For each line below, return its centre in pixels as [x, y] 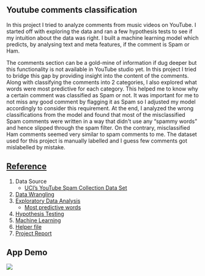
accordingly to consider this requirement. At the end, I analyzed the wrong [100, 108]
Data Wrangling [35, 194]
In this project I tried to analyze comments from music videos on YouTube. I [101, 24]
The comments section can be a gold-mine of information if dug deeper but [102, 62]
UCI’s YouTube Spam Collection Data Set [76, 188]
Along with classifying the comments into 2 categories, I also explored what [102, 82]
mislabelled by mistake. [36, 147]
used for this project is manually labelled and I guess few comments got [97, 141]
